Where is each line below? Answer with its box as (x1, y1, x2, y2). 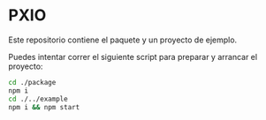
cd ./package (8, 78, 57, 86)
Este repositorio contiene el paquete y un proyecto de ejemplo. (8, 34, 238, 45)
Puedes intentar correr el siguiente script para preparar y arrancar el (8, 51, 258, 62)
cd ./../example (8, 94, 68, 103)
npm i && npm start (8, 102, 80, 111)
